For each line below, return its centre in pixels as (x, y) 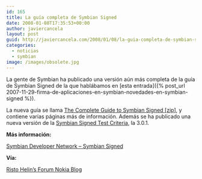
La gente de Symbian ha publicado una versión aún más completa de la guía (101, 79)
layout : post (23, 34)
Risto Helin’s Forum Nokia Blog (44, 169)
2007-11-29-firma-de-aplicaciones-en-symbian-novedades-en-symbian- (97, 92)
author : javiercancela (35, 29)
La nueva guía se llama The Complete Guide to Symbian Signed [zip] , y (94, 110)
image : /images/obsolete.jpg (43, 62)
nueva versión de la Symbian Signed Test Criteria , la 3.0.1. (78, 123)
